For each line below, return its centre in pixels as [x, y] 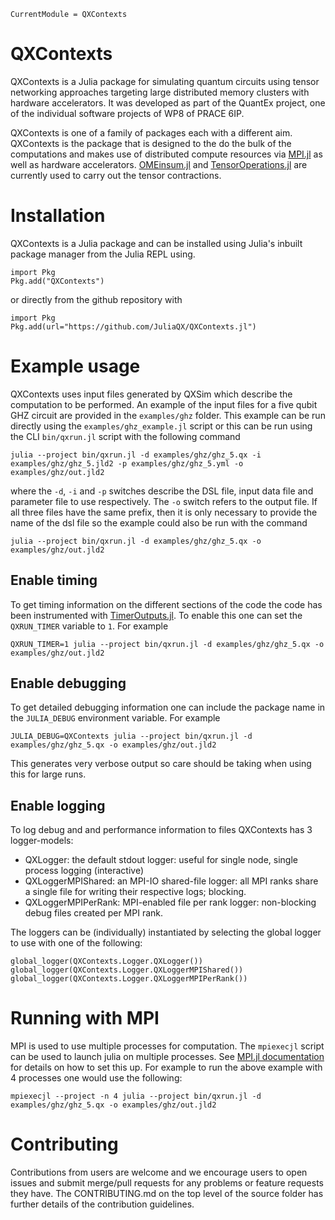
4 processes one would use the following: [96, 1078]
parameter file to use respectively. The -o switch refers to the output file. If [164, 501]
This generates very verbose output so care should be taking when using [161, 764]
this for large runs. [48, 774]
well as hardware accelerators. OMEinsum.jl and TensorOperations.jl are [159, 164]
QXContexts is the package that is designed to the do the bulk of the [151, 143]
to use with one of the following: [76, 943]
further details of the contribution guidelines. [102, 1204]
